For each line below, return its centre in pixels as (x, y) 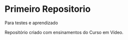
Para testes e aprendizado (31, 23)
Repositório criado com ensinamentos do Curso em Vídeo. (64, 32)
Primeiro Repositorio (48, 9)
